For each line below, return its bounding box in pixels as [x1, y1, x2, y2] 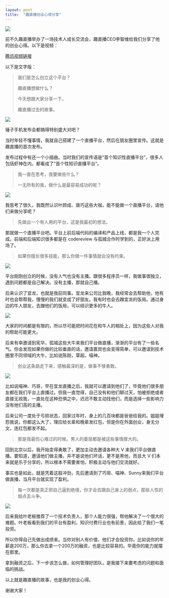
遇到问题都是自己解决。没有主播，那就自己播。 [5, 279, 102, 285]
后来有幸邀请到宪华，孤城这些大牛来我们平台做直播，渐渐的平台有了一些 [5, 339, 155, 346]
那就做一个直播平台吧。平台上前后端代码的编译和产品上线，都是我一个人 [5, 229, 155, 235]
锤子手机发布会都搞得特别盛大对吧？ [5, 126, 80, 132]
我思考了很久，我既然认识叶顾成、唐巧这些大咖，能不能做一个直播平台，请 [5, 202, 159, 208]
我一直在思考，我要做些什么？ [17, 171, 79, 177]
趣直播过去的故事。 [17, 106, 58, 112]
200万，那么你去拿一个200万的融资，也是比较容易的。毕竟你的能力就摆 [14, 543, 163, 549]
